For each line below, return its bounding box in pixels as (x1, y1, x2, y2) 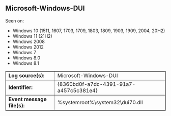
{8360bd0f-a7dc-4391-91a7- (57, 80, 136, 87)
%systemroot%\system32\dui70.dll (57, 99, 144, 106)
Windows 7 (12, 49, 37, 55)
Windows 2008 (12, 38, 45, 44)
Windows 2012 (12, 43, 44, 50)
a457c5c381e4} (57, 87, 98, 94)
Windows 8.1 (12, 60, 39, 66)
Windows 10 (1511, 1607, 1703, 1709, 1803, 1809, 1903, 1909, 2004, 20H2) (12, 28, 165, 34)
